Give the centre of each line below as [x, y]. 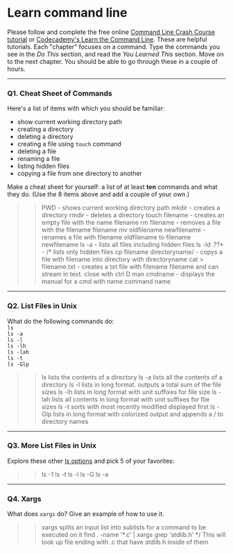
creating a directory [45, 129]
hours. [16, 69]
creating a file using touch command [69, 144]
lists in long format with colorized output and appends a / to [138, 414]
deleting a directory [45, 137]
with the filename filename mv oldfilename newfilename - [123, 230]
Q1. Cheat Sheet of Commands [60, 93]
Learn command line [67, 13]
